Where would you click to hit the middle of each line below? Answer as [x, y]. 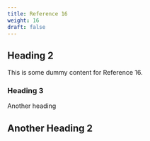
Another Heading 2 [50, 128]
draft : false [27, 27]
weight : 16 [23, 20]
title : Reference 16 [38, 14]
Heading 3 [25, 91]
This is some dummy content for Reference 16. [75, 73]
